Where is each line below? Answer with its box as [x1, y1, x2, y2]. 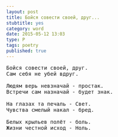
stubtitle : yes [6, 20, 44, 26]
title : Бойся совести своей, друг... [6, 14, 100, 20]
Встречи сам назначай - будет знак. [6, 88, 113, 95]
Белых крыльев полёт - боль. [6, 118, 91, 125]
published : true [6, 48, 46, 54]
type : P [6, 37, 26, 43]
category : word [6, 25, 44, 32]
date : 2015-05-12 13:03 [6, 31, 66, 37]
